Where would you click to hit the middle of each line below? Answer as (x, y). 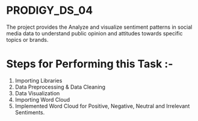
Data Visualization (37, 93)
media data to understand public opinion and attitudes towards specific (94, 33)
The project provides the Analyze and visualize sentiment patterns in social (99, 27)
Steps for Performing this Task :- (90, 64)
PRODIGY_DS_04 (50, 10)
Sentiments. (30, 112)
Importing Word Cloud (42, 99)
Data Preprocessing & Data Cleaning (60, 87)
